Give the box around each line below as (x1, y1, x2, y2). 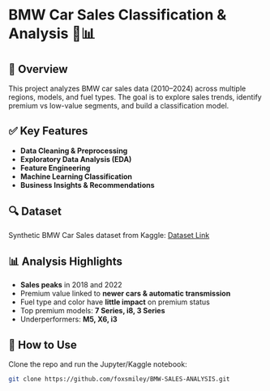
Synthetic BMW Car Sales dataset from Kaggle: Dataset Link (8, 230, 210, 240)
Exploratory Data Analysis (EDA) (19, 154, 132, 164)
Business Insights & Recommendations (19, 180, 156, 189)
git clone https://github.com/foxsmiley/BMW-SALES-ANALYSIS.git (8, 375, 230, 384)
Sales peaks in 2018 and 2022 (19, 280, 123, 290)
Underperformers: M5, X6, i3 (19, 314, 118, 325)
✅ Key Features (8, 124, 88, 138)
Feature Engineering (19, 163, 91, 172)
